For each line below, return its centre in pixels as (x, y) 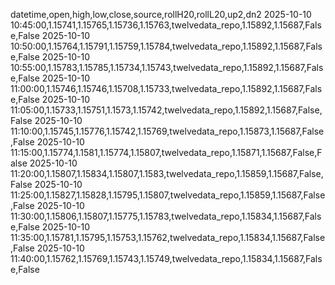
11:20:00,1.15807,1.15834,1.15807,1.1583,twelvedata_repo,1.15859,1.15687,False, (167, 173)
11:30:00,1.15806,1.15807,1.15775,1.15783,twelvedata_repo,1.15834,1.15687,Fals (166, 216)
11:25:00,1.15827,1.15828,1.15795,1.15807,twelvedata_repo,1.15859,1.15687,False (168, 195)
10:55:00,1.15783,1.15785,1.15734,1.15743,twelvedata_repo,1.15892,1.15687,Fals (167, 67)
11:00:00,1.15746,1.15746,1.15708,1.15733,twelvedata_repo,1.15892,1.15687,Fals (166, 88)
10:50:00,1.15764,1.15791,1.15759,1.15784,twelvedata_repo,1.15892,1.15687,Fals (166, 46)
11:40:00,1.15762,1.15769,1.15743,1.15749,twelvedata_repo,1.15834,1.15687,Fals (166, 258)
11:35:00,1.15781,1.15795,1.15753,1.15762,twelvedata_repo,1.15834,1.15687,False (168, 237)
